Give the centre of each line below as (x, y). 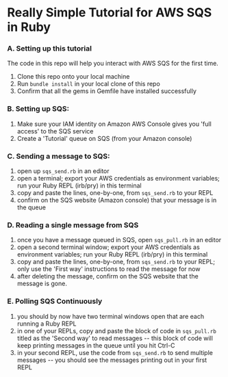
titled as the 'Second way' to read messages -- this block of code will (115, 338)
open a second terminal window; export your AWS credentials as (108, 247)
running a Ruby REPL (47, 324)
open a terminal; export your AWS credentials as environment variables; (118, 179)
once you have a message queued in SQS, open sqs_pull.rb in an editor (119, 240)
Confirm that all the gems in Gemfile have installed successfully (107, 91)
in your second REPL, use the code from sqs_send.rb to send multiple (115, 352)
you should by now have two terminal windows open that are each (110, 316)
